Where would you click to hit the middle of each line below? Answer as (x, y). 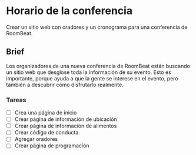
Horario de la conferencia (69, 11)
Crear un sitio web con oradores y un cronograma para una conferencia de (97, 27)
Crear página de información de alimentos (66, 126)
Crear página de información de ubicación (66, 119)
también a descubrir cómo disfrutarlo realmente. (65, 85)
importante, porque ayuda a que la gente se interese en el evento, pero (92, 78)
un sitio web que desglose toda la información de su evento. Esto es (89, 72)
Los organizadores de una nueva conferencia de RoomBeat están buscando (98, 66)
